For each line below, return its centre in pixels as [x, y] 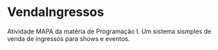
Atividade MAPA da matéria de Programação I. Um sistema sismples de [109, 31]
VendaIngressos [56, 12]
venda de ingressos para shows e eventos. [69, 38]
